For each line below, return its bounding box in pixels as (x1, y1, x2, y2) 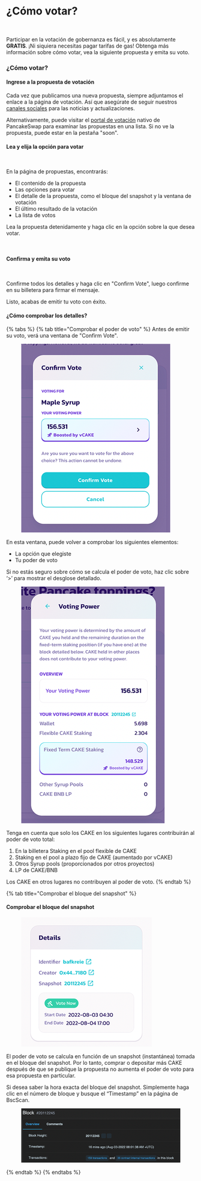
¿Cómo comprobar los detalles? (6, 312, 88, 320)
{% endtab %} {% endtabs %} (6, 1169, 81, 1176)
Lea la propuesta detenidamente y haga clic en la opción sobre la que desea (6, 223, 195, 231)
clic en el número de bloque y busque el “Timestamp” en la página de (6, 1090, 178, 1097)
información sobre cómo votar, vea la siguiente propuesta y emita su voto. (6, 48, 190, 55)
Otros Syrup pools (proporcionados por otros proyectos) (14, 860, 155, 867)
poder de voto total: (6, 835, 55, 843)
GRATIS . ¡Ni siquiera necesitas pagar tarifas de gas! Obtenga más (6, 42, 169, 49)
